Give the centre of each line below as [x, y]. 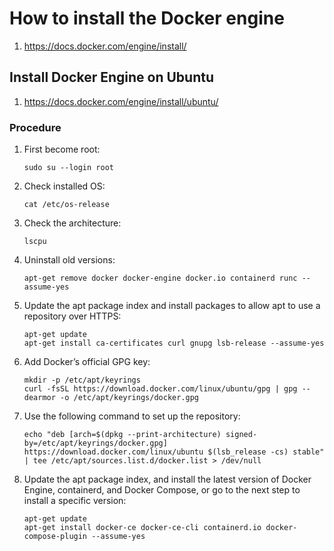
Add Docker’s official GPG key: [87, 362]
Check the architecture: [72, 223]
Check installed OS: [64, 186]
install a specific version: [75, 501]
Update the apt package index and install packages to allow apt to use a [172, 306]
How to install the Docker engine [147, 18]
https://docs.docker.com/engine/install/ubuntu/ [121, 101]
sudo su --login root [68, 168]
